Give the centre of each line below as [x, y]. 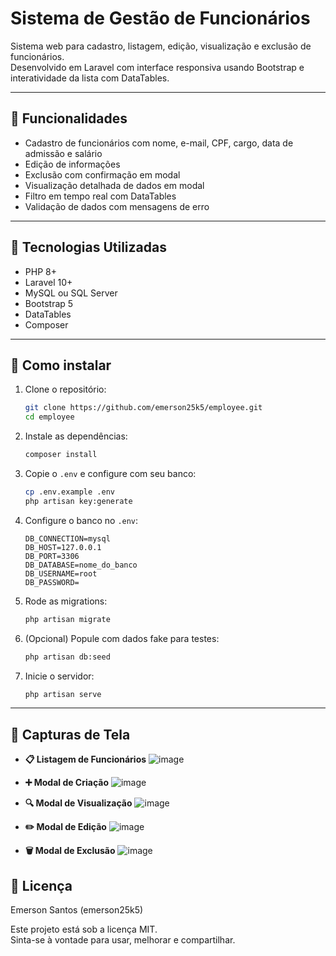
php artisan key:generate [78, 501]
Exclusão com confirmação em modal [102, 174]
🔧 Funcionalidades [69, 118]
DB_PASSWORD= [52, 582]
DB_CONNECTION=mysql [67, 538]
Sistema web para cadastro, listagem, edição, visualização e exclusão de [161, 46]
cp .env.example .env [69, 492]
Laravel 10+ [48, 282]
